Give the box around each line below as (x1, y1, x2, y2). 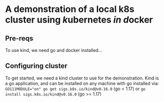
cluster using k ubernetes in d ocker (5, 14, 153, 25)
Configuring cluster (5, 61, 68, 70)
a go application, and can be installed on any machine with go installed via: (5, 80, 159, 86)
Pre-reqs (5, 34, 33, 42)
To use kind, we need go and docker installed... (5, 47, 102, 53)
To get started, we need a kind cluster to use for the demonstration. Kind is (5, 75, 159, 81)
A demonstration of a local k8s (5, 3, 135, 15)
